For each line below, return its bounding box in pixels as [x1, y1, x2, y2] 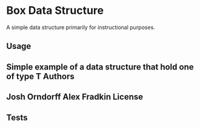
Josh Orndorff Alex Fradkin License [6, 92, 144, 102]
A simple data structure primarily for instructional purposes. [6, 24, 156, 31]
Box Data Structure [6, 4, 104, 18]
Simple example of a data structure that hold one [6, 62, 194, 72]
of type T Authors [6, 71, 75, 82]
